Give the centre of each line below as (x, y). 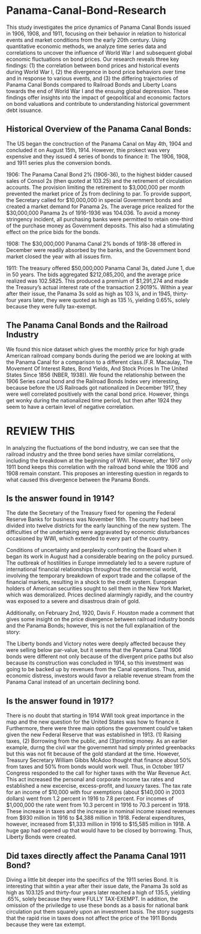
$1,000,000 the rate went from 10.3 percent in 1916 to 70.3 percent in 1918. (98, 805)
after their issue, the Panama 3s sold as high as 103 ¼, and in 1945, (89, 293)
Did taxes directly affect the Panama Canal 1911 (96, 856)
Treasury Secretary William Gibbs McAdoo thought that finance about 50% (99, 760)
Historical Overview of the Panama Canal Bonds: (99, 129)
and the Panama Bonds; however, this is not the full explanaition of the (93, 625)
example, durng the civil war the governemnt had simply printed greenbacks (100, 748)
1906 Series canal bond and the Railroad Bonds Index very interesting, (93, 381)
